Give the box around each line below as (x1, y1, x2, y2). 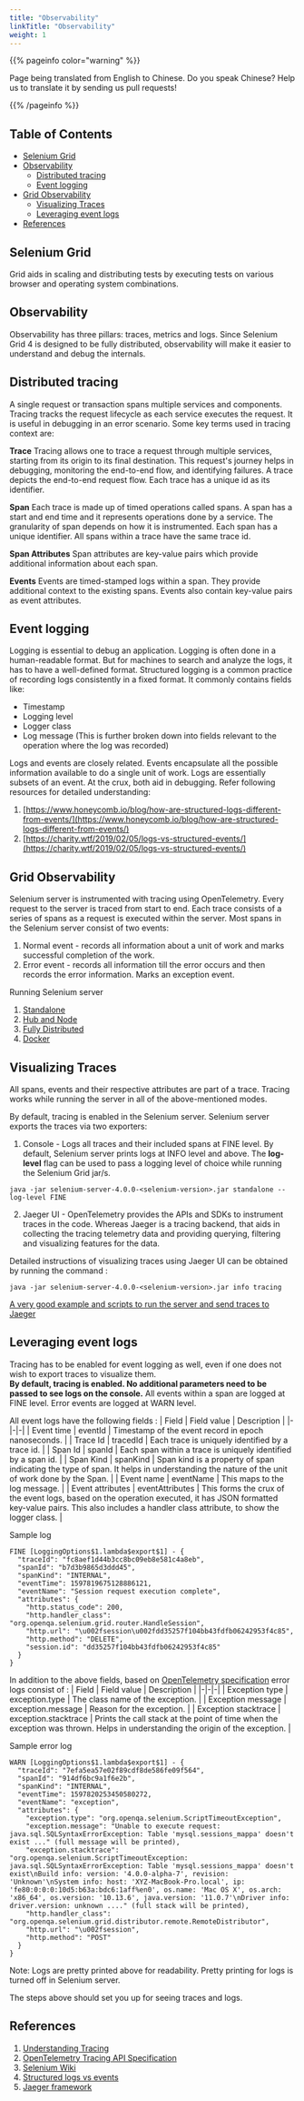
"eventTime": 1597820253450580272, (17, 1789, 152, 1799)
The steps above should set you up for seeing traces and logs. (9, 1992, 243, 2003)
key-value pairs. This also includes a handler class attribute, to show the (9, 1502, 279, 1513)
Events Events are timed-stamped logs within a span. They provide (9, 575, 261, 587)
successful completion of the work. (22, 950, 155, 960)
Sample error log (9, 1740, 73, 1751)
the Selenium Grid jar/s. (22, 1168, 111, 1179)
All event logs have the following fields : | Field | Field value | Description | (9, 1415, 286, 1426)
